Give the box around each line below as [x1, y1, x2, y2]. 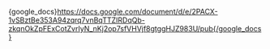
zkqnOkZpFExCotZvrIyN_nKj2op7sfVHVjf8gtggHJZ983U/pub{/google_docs [8, 24, 262, 33]
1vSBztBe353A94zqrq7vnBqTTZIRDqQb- [8, 15, 146, 25]
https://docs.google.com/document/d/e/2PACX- [57, 7, 218, 16]
